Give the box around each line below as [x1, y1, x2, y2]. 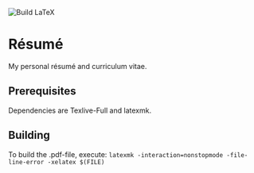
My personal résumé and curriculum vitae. [8, 61, 147, 71]
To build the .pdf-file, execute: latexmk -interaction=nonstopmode [8, 149, 224, 159]
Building [8, 129, 50, 142]
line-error [8, 158, 45, 166]
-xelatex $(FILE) [47, 158, 105, 166]
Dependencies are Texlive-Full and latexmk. [8, 106, 152, 115]
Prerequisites [8, 84, 76, 98]
